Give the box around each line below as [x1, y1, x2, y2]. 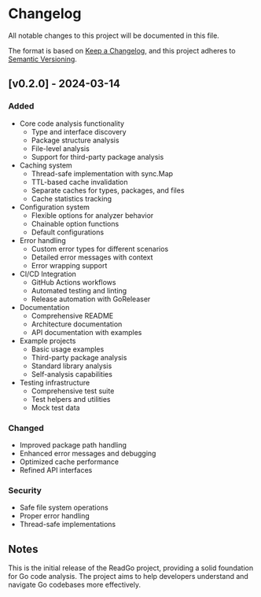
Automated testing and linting [31, 286, 127, 295]
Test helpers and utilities [31, 394, 111, 404]
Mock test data [31, 403, 80, 412]
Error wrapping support [31, 260, 108, 270]
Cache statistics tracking [31, 193, 112, 203]
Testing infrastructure [19, 378, 90, 387]
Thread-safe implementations [19, 520, 116, 529]
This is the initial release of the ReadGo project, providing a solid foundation [8, 563, 254, 573]
